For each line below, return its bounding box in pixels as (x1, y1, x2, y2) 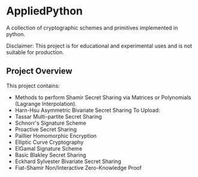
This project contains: (6, 82, 60, 89)
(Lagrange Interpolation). (14, 100, 77, 107)
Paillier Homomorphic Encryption (14, 132, 97, 139)
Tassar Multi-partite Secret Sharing (14, 113, 102, 120)
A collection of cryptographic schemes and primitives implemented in (6, 24, 178, 31)
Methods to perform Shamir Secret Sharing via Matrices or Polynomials (14, 93, 191, 101)
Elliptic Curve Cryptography (14, 138, 84, 146)
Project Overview (6, 66, 73, 76)
